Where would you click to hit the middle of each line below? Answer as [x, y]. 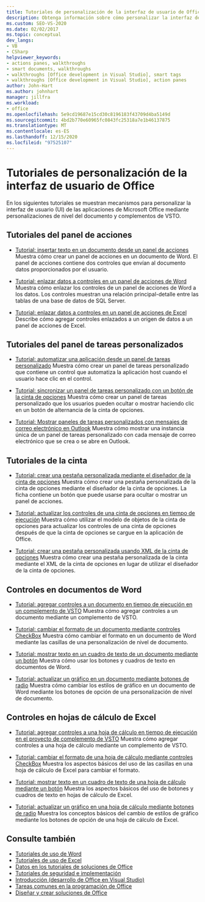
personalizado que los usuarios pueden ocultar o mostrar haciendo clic [105, 403]
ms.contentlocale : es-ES [38, 131]
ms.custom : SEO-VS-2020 [37, 23]
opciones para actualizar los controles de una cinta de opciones [96, 526]
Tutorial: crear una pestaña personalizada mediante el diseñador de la [103, 475]
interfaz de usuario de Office [81, 185]
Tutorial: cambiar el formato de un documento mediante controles [98, 629]
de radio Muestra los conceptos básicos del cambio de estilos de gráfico [107, 813]
